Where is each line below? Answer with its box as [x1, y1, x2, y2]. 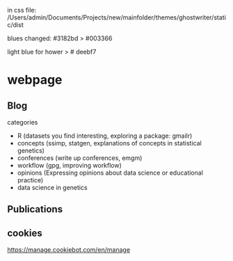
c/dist [7, 21, 24, 29]
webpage [7, 72, 63, 88]
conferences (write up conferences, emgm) [17, 154, 143, 162]
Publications [7, 203, 63, 215]
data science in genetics [17, 184, 88, 191]
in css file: [7, 6, 37, 14]
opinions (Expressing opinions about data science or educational [17, 168, 204, 177]
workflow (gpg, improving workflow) [17, 161, 122, 169]
